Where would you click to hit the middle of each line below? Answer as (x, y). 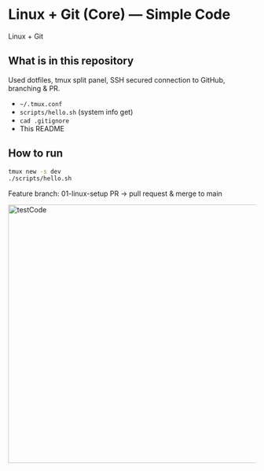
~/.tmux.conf (41, 104)
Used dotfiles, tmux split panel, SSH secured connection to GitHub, (117, 79)
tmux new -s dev (35, 171)
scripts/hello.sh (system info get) (76, 112)
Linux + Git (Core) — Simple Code (119, 15)
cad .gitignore (44, 121)
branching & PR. (34, 88)
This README (42, 128)
